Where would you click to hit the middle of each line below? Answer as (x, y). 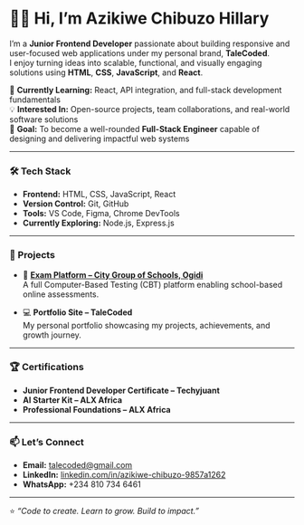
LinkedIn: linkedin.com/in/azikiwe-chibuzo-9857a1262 (124, 475)
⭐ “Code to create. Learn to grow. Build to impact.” (104, 511)
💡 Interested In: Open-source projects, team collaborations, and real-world (150, 109)
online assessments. (61, 294)
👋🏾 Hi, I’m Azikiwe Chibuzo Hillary (139, 19)
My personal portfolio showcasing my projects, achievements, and (146, 325)
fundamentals (35, 100)
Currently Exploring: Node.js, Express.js (98, 223)
